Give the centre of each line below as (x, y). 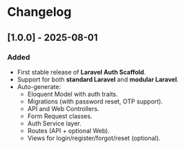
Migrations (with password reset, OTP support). (95, 101)
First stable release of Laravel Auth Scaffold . (81, 72)
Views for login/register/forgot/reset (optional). (94, 138)
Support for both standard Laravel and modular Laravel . (98, 79)
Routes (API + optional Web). (69, 130)
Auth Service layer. (54, 123)
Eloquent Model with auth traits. (73, 94)
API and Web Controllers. (63, 108)
